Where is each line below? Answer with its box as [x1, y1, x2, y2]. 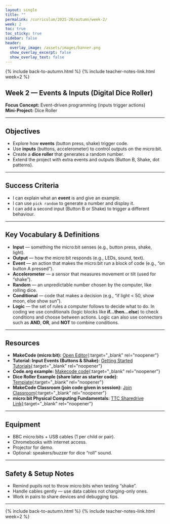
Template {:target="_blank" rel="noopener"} [12, 379, 104, 386]
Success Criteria [5, 181, 59, 190]
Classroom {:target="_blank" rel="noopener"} [12, 390, 107, 396]
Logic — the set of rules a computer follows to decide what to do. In [12, 303, 155, 309]
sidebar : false [5, 36, 37, 41]
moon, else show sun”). [12, 298, 62, 304]
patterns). [12, 162, 33, 168]
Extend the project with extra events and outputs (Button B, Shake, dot [12, 157, 160, 162]
